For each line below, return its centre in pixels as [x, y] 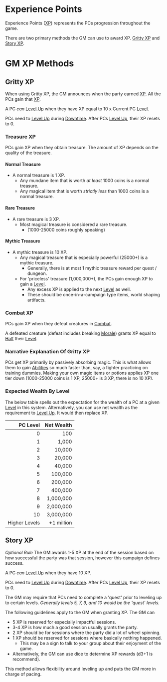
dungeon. [37, 273]
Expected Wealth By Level [37, 391]
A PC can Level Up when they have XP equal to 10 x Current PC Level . [77, 109]
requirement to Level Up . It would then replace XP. [57, 413]
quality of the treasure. [29, 153]
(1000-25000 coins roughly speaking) [66, 229]
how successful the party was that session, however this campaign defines [83, 558]
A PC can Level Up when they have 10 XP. [48, 573]
